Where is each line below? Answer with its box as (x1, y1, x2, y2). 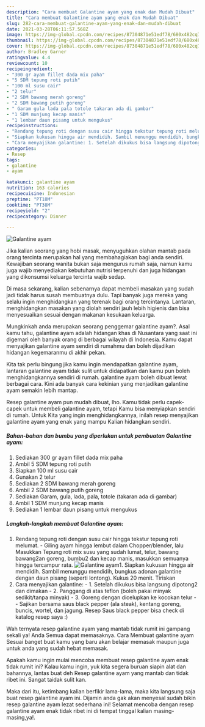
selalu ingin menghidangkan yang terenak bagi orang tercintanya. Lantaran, (6, 298, 196, 306)
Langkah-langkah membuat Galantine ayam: (6, 520, 124, 527)
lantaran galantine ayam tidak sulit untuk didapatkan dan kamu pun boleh (6, 367, 190, 375)
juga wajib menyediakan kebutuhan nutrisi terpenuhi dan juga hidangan (6, 267, 186, 274)
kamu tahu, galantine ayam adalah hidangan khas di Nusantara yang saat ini (6, 330, 197, 337)
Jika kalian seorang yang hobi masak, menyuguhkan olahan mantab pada (6, 247, 191, 254)
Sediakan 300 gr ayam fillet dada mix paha (15, 454, 123, 462)
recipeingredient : (6, 65, 53, 72)
